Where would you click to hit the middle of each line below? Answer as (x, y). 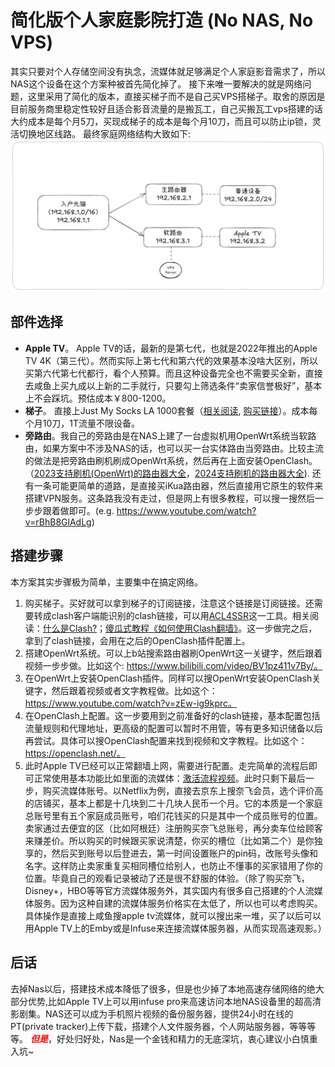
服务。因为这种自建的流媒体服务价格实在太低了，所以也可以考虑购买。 (178, 903)
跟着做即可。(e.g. (78, 510)
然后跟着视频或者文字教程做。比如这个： (134, 690)
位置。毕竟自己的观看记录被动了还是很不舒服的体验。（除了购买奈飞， (167, 878)
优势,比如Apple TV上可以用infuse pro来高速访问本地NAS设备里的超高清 (174, 1001)
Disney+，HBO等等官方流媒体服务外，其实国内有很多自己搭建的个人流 (169, 890)
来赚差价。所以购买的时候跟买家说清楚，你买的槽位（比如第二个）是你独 (173, 840)
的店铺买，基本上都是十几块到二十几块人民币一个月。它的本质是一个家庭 (173, 803)
